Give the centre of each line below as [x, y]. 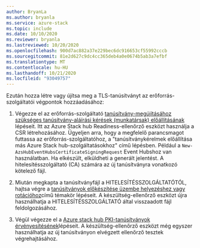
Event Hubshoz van [148, 152]
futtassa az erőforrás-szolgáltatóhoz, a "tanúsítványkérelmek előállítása [104, 139]
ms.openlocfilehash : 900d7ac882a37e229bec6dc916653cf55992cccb [87, 51]
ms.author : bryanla [31, 17]
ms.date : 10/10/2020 [32, 34]
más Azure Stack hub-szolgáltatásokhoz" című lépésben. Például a [98, 146]
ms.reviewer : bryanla [33, 40]
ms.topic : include [29, 28]
